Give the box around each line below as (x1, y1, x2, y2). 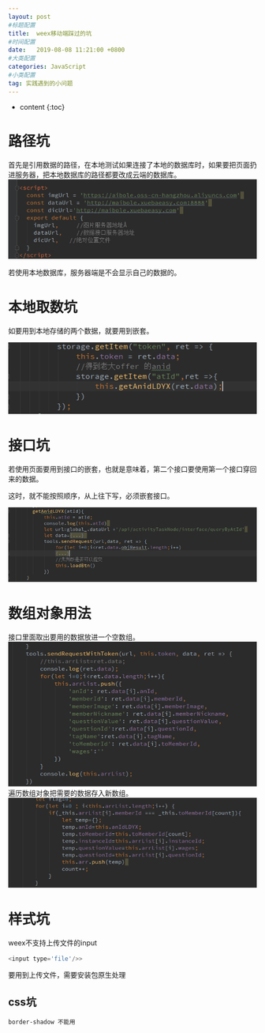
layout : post (8, 13, 51, 21)
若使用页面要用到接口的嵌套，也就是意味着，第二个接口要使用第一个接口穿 (8, 464, 250, 473)
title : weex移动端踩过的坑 (8, 29, 92, 37)
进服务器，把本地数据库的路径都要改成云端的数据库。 (8, 170, 181, 179)
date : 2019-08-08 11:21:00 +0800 (8, 46, 125, 55)
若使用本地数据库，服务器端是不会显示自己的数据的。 (8, 267, 181, 277)
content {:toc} (19, 102, 65, 111)
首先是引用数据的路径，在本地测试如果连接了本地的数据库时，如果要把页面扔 (8, 160, 257, 169)
